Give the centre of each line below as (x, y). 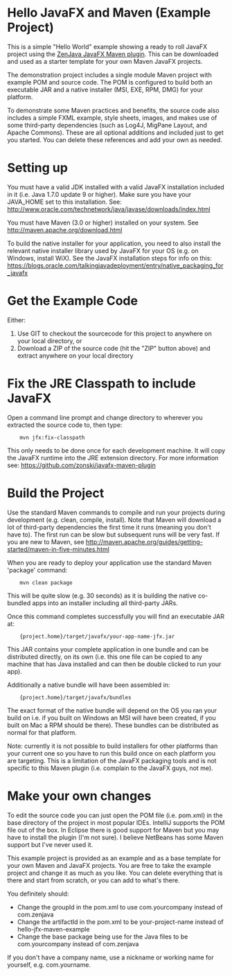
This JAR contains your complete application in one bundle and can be (108, 649)
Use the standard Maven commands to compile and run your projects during (116, 512)
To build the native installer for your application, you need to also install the (114, 243)
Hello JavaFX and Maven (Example (109, 13)
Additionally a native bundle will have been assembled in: (89, 685)
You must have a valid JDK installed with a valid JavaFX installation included (116, 187)
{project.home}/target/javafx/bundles (75, 697)
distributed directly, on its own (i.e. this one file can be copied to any (105, 656)
